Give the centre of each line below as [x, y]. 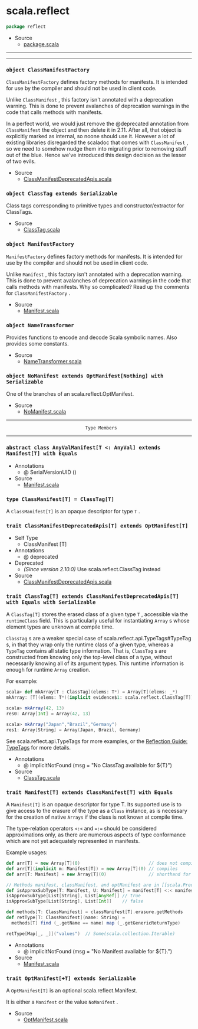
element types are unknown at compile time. [60, 627]
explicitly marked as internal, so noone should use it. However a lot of [90, 136]
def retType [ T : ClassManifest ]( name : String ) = [66, 918]
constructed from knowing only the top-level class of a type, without [89, 657]
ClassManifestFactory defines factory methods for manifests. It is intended [97, 82]
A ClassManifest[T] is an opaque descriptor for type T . [73, 511]
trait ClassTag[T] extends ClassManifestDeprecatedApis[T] [93, 597]
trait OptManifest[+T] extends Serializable [71, 978]
